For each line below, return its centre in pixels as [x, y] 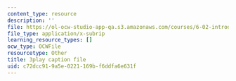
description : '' [31, 20]
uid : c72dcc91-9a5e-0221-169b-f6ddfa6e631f [72, 66]
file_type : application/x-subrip [56, 33]
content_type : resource [42, 14]
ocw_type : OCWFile [34, 46]
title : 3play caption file [47, 60]
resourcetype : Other [38, 54]
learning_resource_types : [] [50, 40]
